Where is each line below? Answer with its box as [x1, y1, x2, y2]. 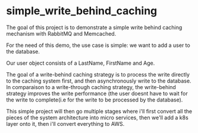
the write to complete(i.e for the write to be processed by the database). [6, 96, 183, 103]
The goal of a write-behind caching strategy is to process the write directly [6, 71, 190, 78]
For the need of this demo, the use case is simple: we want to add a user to [6, 42, 190, 49]
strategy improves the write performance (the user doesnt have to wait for [6, 90, 188, 97]
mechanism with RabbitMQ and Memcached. [6, 30, 117, 37]
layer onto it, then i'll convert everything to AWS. [6, 120, 125, 127]
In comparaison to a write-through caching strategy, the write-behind [6, 83, 177, 90]
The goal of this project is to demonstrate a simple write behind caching [6, 24, 183, 31]
